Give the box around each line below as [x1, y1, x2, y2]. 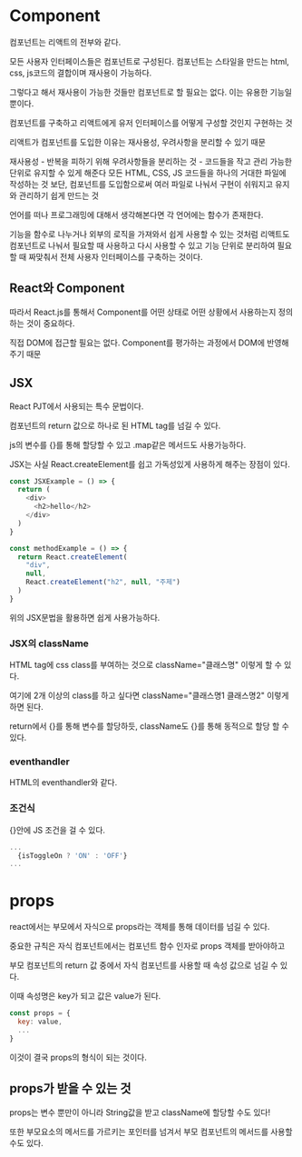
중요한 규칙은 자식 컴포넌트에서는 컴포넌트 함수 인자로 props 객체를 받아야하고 [9, 941, 286, 952]
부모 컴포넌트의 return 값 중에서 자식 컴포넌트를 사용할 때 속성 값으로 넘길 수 [9, 960, 278, 971]
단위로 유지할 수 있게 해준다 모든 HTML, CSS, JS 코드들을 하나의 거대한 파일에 [9, 167, 287, 178]
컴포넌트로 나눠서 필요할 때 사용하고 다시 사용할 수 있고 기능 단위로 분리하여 [9, 240, 276, 251]
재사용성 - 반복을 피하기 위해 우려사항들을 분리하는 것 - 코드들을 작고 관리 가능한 [9, 155, 293, 166]
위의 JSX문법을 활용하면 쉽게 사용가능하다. [9, 612, 161, 623]
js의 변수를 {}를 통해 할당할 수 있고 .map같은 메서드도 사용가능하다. [9, 439, 247, 450]
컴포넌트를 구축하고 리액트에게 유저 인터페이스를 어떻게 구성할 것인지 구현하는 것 [9, 117, 293, 128]
